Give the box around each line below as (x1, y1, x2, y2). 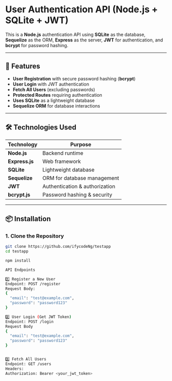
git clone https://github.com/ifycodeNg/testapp (5, 244, 111, 249)
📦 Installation (5, 214, 51, 223)
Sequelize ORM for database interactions (12, 102, 100, 109)
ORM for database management (42, 174, 119, 181)
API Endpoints (5, 267, 36, 272)
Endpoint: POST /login (5, 319, 54, 324)
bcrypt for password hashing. (5, 42, 69, 48)
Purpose (70, 141, 92, 148)
